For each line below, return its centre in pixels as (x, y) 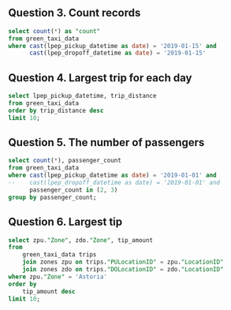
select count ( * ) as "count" (54, 31)
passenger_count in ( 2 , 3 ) (73, 190)
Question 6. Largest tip (65, 222)
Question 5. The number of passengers (106, 142)
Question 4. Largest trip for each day (100, 78)
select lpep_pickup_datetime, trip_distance (82, 96)
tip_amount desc (49, 291)
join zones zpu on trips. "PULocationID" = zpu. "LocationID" (123, 262)
